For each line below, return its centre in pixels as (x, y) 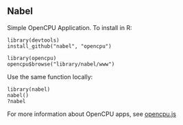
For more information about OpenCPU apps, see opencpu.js (92, 114)
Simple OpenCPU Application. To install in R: (70, 27)
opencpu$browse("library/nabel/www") (61, 64)
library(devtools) (33, 40)
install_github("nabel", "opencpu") (59, 46)
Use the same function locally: (50, 77)
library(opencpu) (32, 58)
